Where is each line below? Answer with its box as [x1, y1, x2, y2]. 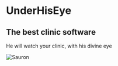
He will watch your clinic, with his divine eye [6, 42, 112, 49]
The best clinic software [6, 27, 96, 37]
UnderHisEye [6, 4, 72, 17]
